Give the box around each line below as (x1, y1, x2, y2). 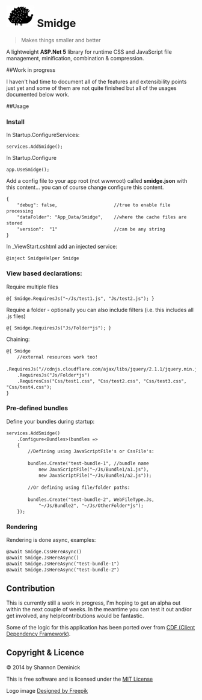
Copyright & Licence (6, 647, 84, 658)
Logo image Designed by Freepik (6, 687, 88, 694)
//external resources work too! (17, 354, 98, 360)
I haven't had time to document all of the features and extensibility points (6, 78, 187, 85)
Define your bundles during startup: (6, 418, 95, 425)
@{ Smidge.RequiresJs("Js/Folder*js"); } (6, 325, 112, 331)
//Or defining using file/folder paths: (28, 485, 130, 491)
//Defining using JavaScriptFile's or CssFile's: (28, 448, 155, 454)
